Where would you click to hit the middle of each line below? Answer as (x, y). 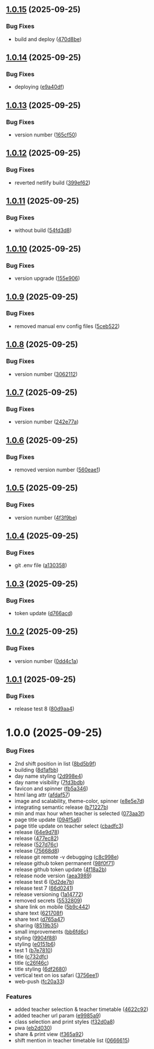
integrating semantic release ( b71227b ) (62, 807)
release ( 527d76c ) (36, 844)
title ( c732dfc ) (31, 956)
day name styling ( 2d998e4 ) (49, 776)
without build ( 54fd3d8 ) (43, 230)
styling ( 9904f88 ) (36, 938)
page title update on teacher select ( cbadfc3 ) (69, 826)
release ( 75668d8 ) (37, 850)
